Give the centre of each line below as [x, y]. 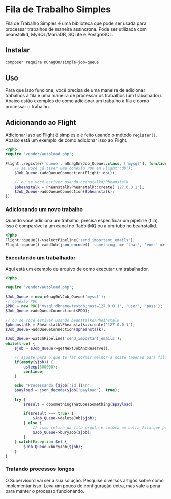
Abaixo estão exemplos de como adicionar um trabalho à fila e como [77, 101]
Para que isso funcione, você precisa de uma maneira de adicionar [75, 90]
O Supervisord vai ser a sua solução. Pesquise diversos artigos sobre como [84, 480]
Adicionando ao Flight [41, 123]
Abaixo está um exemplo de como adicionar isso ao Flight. [66, 140]
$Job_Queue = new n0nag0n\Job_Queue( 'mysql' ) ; [55, 297]
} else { [33, 423]
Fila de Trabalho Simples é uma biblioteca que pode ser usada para [76, 23]
